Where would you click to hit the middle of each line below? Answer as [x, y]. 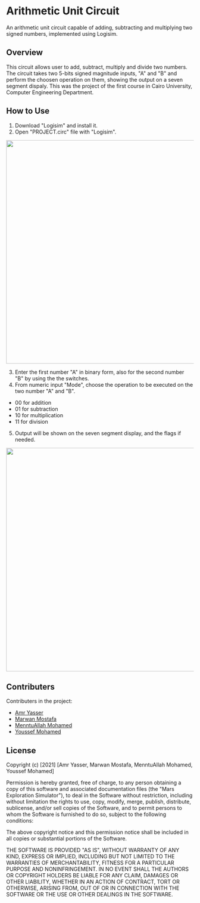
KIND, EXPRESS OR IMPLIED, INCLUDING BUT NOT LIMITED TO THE [90, 857]
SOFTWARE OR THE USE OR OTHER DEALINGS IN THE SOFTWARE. [90, 895]
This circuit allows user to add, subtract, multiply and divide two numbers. [97, 67]
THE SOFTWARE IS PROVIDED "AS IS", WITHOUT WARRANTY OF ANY [93, 850]
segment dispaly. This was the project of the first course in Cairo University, [99, 86]
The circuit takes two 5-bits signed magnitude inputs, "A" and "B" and [92, 73]
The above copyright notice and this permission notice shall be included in [97, 832]
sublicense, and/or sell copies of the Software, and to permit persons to [94, 808]
